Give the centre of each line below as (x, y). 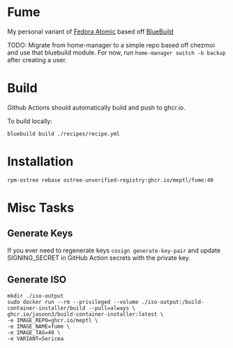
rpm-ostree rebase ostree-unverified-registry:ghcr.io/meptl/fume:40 (111, 180)
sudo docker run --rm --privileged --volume (73, 302)
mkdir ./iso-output (36, 296)
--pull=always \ (112, 308)
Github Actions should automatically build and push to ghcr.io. (97, 107)
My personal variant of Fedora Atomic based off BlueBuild (90, 31)
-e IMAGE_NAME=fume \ (39, 326)
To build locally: (30, 121)
